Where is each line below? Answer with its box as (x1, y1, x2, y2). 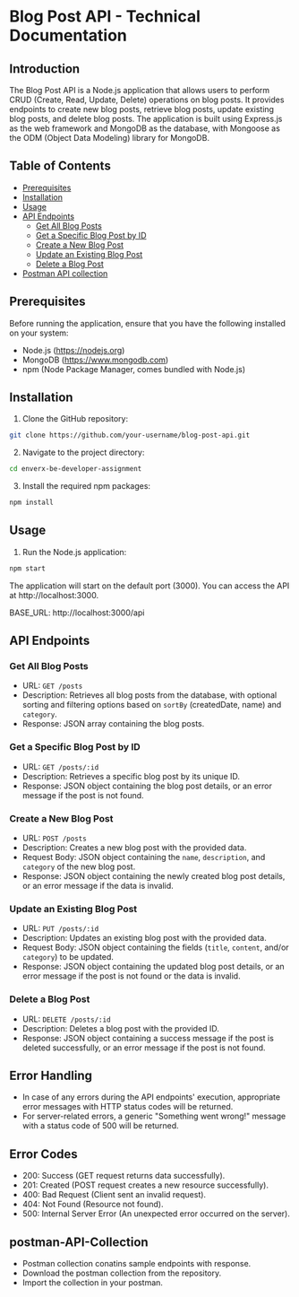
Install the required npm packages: (21, 481, 150, 492)
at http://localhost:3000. (9, 589, 99, 600)
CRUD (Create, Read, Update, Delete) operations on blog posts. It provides (9, 94, 285, 105)
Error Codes (9, 1146, 78, 1162)
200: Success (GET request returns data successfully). (21, 1171, 226, 1181)
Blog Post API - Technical (9, 6, 201, 27)
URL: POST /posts (21, 832, 87, 844)
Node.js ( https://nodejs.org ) (21, 344, 125, 355)
